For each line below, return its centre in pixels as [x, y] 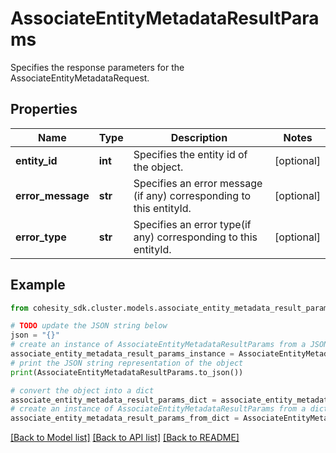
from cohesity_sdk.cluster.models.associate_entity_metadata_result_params [171, 308]
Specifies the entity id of [190, 154]
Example [38, 285]
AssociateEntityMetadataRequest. [80, 78]
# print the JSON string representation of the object [127, 363]
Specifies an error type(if [192, 224]
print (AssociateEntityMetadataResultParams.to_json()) [127, 372]
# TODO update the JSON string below [89, 326]
